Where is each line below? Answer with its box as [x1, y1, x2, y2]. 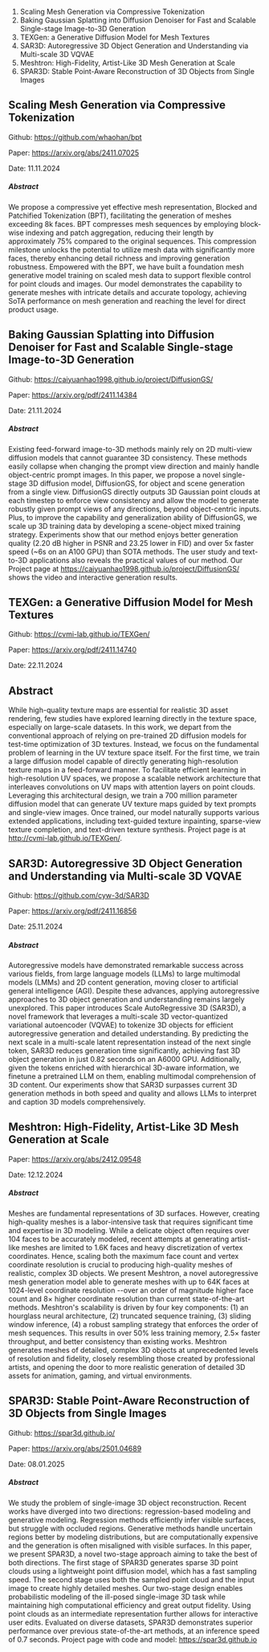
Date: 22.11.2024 [8, 661, 63, 670]
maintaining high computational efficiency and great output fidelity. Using [8, 1600, 251, 1610]
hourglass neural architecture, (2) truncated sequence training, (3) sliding [8, 1310, 251, 1321]
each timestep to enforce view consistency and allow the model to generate [8, 495, 259, 505]
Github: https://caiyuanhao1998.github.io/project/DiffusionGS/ [8, 374, 214, 384]
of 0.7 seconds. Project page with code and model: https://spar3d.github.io [8, 1634, 258, 1644]
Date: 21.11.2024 [8, 405, 62, 415]
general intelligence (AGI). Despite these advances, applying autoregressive [8, 986, 259, 995]
